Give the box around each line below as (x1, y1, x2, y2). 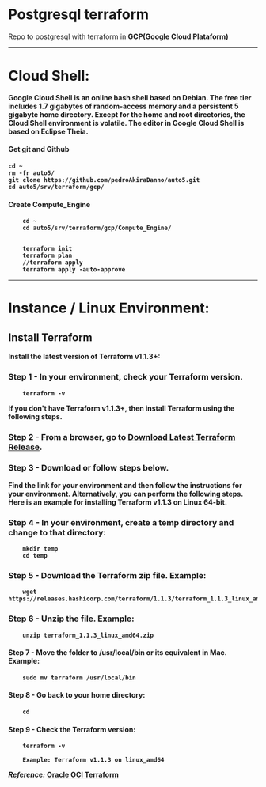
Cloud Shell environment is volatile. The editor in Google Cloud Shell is (8, 118, 245, 127)
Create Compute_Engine (8, 199, 91, 209)
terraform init (22, 245, 73, 253)
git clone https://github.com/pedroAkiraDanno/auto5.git (8, 176, 200, 184)
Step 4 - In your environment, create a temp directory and (8, 516, 234, 528)
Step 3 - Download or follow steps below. (8, 463, 169, 474)
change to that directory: (8, 527, 107, 538)
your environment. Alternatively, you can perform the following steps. (8, 489, 244, 498)
